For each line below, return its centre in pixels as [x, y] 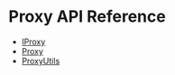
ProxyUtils [41, 61]
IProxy [33, 42]
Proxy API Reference [87, 17]
